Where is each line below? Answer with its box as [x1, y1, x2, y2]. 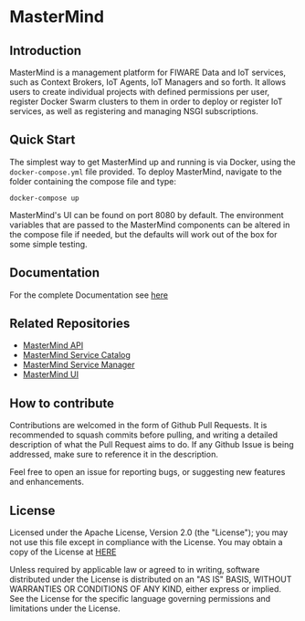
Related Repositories [9, 316, 131, 332]
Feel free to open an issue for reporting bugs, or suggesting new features [9, 467, 286, 478]
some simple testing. [9, 238, 89, 249]
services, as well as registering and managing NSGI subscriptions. [9, 106, 258, 116]
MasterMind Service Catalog [22, 350, 131, 361]
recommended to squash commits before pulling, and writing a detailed [9, 429, 279, 440]
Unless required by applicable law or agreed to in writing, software [9, 564, 260, 575]
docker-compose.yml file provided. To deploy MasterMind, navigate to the [9, 166, 282, 177]
